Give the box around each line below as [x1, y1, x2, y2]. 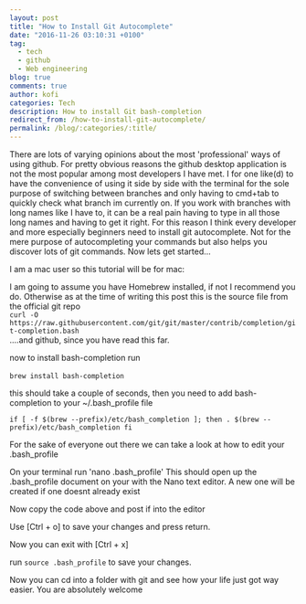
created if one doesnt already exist [9, 486, 141, 496]
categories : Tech [9, 98, 76, 108]
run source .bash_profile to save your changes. [9, 556, 192, 567]
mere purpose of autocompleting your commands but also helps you [9, 237, 268, 247]
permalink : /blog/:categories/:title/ [9, 124, 157, 133]
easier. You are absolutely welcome [9, 584, 143, 595]
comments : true [9, 81, 68, 90]
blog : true [9, 73, 51, 82]
